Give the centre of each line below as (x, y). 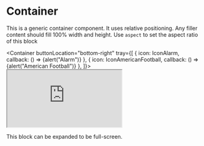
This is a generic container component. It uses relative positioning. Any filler (102, 28)
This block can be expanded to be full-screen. (64, 136)
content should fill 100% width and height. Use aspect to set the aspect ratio (102, 34)
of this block (22, 41)
